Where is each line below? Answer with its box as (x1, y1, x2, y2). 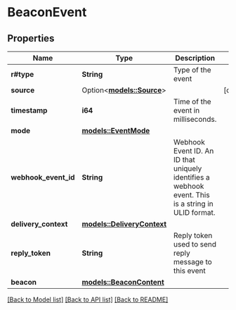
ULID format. (173, 208, 216, 217)
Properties (7, 32, 55, 44)
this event (173, 266, 206, 275)
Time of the (173, 97, 212, 106)
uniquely (173, 163, 202, 173)
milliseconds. (173, 114, 217, 124)
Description (175, 54, 216, 63)
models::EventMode (81, 126, 150, 135)
